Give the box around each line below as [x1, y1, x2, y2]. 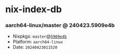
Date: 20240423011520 [12, 44, 58, 50]
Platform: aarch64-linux [12, 39, 63, 45]
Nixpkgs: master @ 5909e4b [12, 33, 67, 39]
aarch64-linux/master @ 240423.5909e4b [5, 22, 115, 29]
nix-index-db [5, 4, 62, 15]
